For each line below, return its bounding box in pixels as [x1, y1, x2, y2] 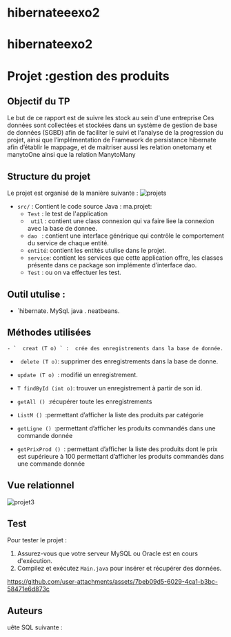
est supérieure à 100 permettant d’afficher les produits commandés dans [17, 452, 224, 460]
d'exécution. [17, 557, 53, 565]
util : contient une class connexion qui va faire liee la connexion [30, 217, 214, 225]
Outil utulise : [7, 288, 66, 300]
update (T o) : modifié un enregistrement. [17, 370, 138, 379]
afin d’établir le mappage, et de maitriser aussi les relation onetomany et [7, 143, 212, 151]
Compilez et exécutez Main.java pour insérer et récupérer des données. [17, 564, 222, 573]
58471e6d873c [7, 585, 50, 593]
